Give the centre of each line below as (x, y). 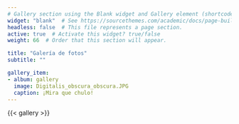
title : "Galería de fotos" (47, 53)
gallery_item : (28, 73)
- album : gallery (33, 79)
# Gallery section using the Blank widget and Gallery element (103, 14)
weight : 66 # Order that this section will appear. (87, 41)
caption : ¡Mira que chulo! (54, 93)
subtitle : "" (27, 60)
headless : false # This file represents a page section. (95, 27)
